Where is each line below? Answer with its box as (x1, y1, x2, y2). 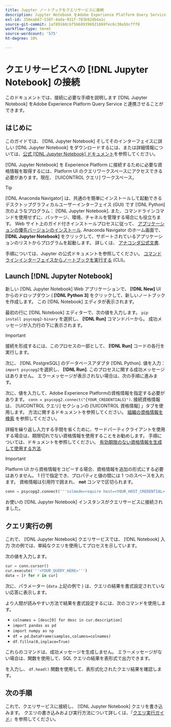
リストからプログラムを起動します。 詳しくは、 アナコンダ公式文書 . (18, 239, 160, 246)
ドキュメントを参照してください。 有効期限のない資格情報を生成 (27, 439, 162, 445)
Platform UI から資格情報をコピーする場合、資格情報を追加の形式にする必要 (5, 466, 164, 472)
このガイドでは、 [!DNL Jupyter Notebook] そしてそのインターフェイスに (5, 138, 158, 144)
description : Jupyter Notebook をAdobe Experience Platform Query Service (5, 12, 166, 17)
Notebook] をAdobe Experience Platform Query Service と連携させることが (5, 100, 164, 107)
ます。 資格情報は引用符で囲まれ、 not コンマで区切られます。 (5, 479, 136, 485)
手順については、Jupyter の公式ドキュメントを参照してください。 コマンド (5, 250, 162, 256)
